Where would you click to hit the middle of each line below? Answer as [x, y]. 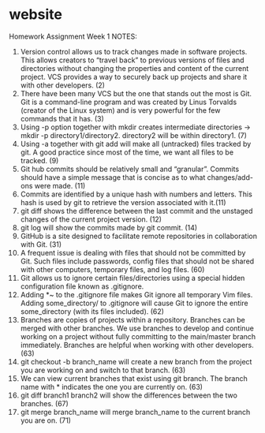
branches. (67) [45, 403]
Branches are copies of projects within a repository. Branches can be [132, 319]
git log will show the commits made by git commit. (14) [109, 227]
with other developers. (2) [63, 85]
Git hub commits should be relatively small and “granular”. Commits [130, 169]
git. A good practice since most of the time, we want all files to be [127, 152]
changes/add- [230, 177]
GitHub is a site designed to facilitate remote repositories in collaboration [138, 236]
